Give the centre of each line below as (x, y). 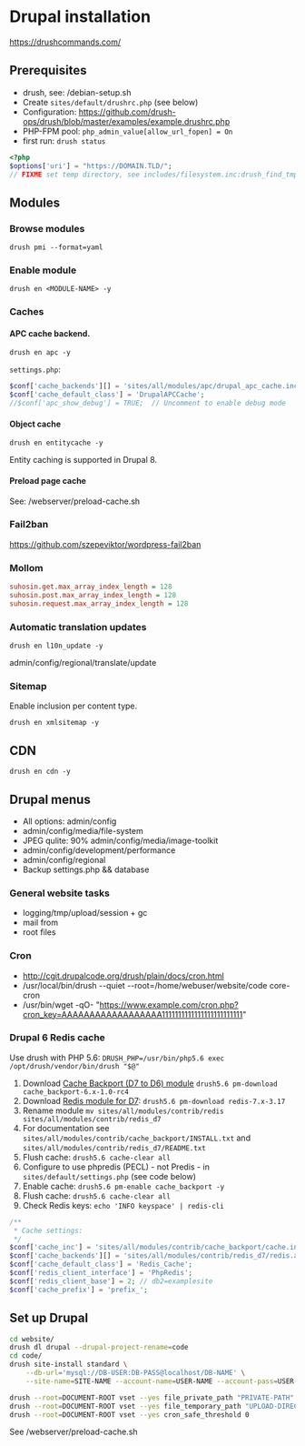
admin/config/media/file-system (83, 830)
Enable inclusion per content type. (74, 706)
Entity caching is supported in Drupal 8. (83, 460)
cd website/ (32, 1339)
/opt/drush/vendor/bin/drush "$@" (75, 1066)
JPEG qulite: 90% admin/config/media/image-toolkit (120, 840)
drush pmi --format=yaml (56, 247)
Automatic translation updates (78, 627)
